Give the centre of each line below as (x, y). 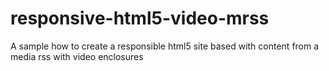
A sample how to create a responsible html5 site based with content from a (165, 46)
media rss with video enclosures (77, 56)
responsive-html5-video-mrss (140, 18)
